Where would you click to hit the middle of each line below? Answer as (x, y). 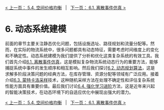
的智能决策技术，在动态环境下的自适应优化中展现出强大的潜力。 (69, 92)
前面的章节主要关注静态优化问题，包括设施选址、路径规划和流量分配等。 (78, 43)
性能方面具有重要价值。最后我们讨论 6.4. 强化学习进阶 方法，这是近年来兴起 (80, 86)
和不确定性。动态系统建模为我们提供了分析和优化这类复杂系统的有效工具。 (80, 55)
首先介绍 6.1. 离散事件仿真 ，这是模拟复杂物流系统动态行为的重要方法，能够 (83, 62)
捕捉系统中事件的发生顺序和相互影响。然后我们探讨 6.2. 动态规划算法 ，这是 (80, 68)
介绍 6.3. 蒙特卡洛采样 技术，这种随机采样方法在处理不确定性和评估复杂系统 (80, 80)
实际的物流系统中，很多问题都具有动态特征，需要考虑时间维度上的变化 (88, 49)
